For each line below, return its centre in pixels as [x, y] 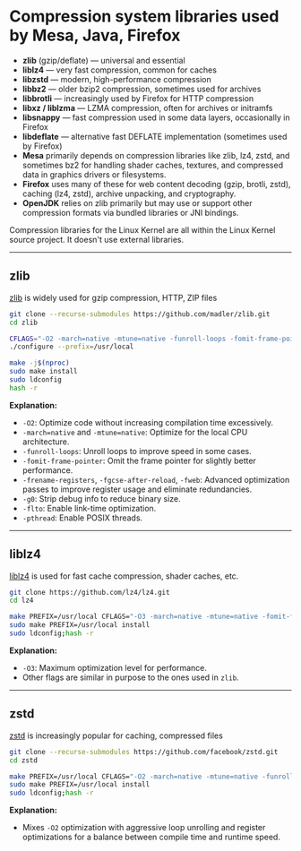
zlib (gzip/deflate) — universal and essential [103, 60]
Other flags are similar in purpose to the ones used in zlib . [130, 677]
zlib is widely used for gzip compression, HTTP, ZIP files [113, 297]
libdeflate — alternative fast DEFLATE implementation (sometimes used [155, 136]
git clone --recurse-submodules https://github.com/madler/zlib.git [140, 314]
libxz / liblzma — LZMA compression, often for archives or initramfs [147, 107]
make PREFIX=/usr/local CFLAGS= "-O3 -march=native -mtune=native [133, 617]
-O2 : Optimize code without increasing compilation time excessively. [147, 422]
